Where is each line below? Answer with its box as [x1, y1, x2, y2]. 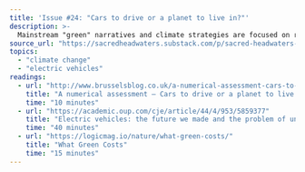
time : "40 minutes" [25, 124, 100, 133]
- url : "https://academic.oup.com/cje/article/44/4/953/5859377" [17, 106, 271, 116]
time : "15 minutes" [25, 148, 100, 157]
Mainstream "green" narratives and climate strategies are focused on [17, 30, 290, 39]
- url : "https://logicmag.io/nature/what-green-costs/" [17, 132, 233, 141]
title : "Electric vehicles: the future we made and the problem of [25, 115, 286, 124]
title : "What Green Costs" [25, 140, 128, 149]
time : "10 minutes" [25, 97, 100, 107]
